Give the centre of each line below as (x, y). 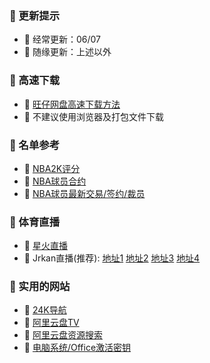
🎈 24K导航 (45, 310)
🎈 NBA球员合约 (55, 181)
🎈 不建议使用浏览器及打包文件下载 (93, 116)
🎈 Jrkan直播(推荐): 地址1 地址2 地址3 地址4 (112, 258)
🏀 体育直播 (35, 222)
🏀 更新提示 (35, 15)
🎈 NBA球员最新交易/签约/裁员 (84, 193)
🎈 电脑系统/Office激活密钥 (77, 348)
